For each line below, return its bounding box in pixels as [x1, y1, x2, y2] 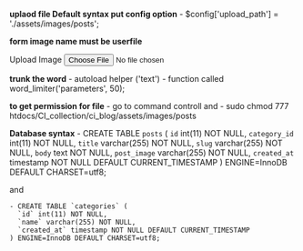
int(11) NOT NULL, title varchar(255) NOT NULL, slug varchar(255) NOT [9, 137, 283, 148]
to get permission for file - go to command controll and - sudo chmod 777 [9, 101, 289, 111]
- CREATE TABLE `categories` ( [9, 202, 128, 211]
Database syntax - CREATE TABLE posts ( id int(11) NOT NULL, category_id [9, 128, 294, 138]
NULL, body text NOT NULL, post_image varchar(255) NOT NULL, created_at [9, 147, 294, 158]
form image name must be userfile [9, 36, 143, 46]
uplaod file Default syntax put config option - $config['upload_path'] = [9, 9, 279, 19]
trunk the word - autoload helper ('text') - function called [9, 74, 225, 84]
